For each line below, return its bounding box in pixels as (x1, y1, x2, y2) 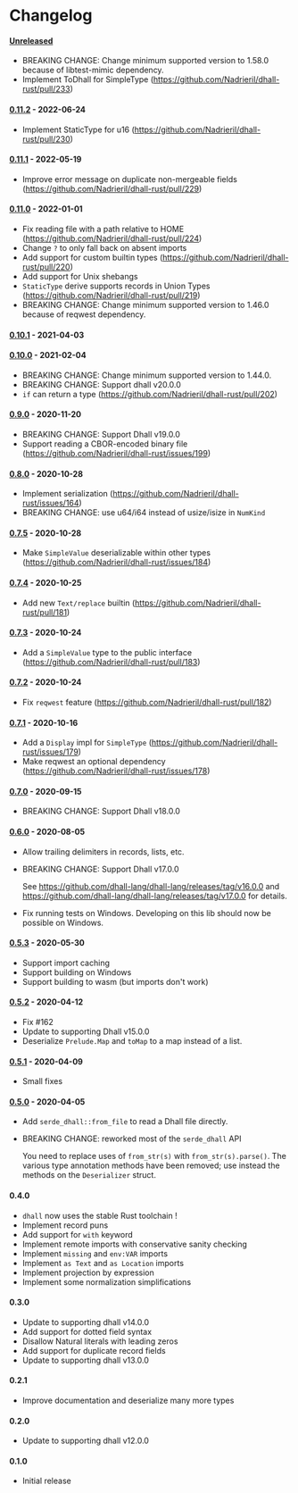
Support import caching (21, 957, 110, 968)
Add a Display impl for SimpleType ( (21, 738, 152, 748)
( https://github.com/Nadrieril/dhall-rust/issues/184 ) (21, 557, 211, 568)
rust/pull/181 (21, 606, 68, 617)
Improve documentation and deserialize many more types (21, 1395, 235, 1406)
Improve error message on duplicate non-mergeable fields (21, 173, 238, 184)
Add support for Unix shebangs (21, 271, 138, 281)
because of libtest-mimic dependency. (21, 64, 164, 76)
